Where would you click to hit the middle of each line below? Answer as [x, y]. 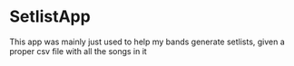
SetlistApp [50, 17]
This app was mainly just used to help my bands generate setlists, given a [147, 42]
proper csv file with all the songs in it [78, 51]
